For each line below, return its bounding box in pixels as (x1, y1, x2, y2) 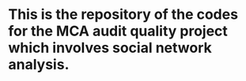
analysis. (8, 56, 70, 74)
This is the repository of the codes (8, 6, 239, 24)
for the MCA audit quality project (8, 22, 228, 40)
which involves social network (8, 39, 212, 57)
